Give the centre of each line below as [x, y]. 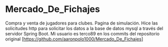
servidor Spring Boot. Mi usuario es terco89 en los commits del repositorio [82, 33]
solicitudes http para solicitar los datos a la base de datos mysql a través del [84, 28]
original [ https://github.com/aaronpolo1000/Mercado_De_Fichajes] [74, 39]
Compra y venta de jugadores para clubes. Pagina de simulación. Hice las [82, 23]
